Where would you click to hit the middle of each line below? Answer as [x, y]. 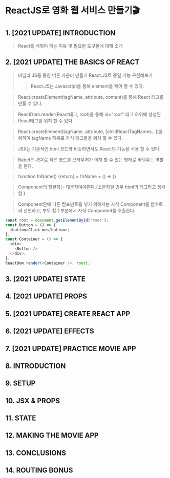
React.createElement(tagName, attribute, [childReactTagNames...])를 [90, 132]
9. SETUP [20, 384]
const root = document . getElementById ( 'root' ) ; [57, 220]
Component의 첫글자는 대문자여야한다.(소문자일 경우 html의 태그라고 [87, 187]
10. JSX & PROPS [33, 400]
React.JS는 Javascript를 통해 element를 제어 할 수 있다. [87, 86]
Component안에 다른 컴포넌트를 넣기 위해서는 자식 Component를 [83, 204]
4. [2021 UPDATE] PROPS [46, 297]
